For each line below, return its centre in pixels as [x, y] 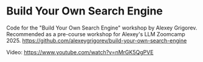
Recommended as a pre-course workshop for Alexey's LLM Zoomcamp [96, 34]
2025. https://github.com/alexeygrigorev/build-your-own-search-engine [97, 40]
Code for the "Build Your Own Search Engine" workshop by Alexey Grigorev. [102, 28]
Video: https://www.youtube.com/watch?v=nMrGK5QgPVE [80, 52]
